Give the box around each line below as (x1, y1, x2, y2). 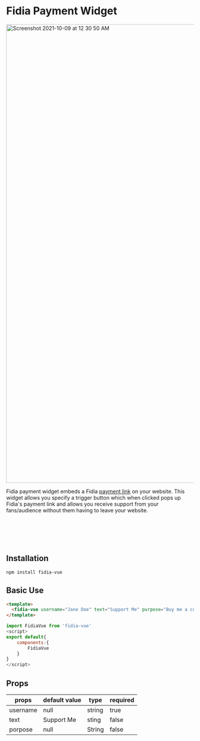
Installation (6, 553, 49, 563)
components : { (17, 639, 49, 646)
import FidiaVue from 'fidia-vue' (6, 623, 92, 629)
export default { (6, 634, 46, 640)
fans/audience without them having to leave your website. (6, 506, 148, 513)
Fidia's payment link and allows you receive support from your (6, 500, 159, 508)
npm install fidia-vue (6, 569, 62, 575)
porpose (9, 726, 33, 733)
